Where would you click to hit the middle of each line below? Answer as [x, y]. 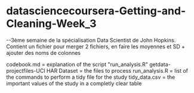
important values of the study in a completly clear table [74, 83]
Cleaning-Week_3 [51, 24]
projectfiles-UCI [26, 70]
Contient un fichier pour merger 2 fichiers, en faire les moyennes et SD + [96, 46]
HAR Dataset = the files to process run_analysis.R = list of [118, 70]
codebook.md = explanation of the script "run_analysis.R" [77, 64]
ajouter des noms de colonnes [44, 52]
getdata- [160, 64]
